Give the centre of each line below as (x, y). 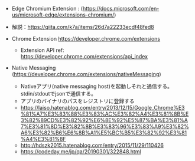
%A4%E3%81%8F (43, 139)
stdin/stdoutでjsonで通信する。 (58, 93)
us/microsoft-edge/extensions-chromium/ (63, 15)
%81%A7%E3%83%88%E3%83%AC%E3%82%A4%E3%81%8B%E (105, 114)
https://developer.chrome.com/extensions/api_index (84, 56)
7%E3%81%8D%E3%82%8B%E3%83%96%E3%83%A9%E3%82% (105, 126)
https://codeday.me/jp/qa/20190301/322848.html (81, 152)
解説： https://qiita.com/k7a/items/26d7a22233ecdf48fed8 (83, 27)
